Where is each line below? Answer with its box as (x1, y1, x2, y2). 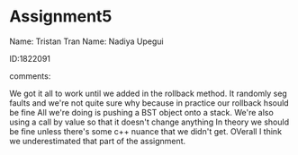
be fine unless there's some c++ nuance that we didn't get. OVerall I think (9, 125, 282, 136)
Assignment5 (9, 6, 113, 27)
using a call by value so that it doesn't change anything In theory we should (9, 116, 290, 127)
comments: (9, 70, 51, 82)
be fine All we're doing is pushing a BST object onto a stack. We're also (9, 107, 275, 117)
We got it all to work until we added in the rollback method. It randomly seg (9, 88, 288, 99)
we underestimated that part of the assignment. (9, 135, 186, 146)
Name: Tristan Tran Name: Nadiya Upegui (9, 36, 164, 47)
